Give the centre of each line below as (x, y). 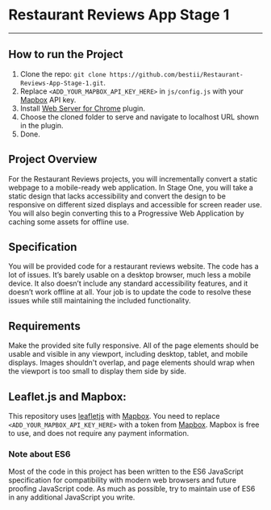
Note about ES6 (40, 454)
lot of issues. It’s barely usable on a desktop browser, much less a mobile (130, 275)
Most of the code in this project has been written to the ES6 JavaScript (126, 472)
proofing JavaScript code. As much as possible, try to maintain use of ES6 (132, 489)
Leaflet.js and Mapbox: (67, 397)
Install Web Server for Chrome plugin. (83, 108)
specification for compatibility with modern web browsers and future (122, 480)
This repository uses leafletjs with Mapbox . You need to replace (114, 416)
